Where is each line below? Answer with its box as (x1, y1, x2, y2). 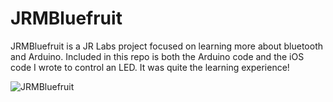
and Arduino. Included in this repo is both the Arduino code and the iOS (10, 50, 305, 62)
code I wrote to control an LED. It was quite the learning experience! (10, 61, 290, 73)
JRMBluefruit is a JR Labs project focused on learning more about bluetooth (10, 40, 324, 52)
